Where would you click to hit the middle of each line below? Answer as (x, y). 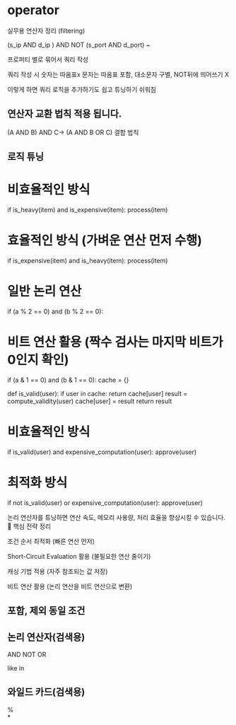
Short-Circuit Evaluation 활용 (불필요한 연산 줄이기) (79, 556)
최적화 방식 (37, 483)
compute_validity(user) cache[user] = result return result (90, 401)
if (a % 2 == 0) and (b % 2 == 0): (55, 311)
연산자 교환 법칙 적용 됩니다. (65, 114)
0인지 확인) (38, 360)
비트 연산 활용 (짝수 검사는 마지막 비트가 (116, 342)
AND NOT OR (27, 654)
